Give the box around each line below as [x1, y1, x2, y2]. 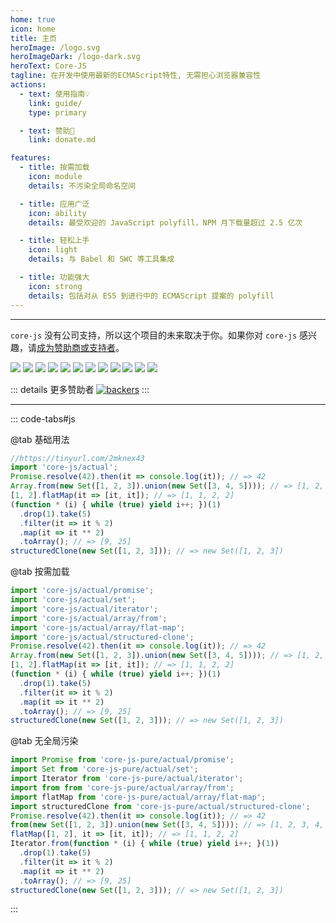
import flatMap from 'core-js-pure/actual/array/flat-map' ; [10, 792, 267, 802]
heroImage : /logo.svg [10, 42, 101, 53]
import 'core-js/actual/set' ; [10, 595, 137, 605]
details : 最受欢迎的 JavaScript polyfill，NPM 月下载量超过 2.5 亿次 [28, 217, 303, 228]
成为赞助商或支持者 [36, 341, 116, 353]
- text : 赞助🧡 [19, 126, 75, 136]
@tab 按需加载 [10, 566, 70, 578]
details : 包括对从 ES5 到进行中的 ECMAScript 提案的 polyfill [28, 291, 275, 301]
